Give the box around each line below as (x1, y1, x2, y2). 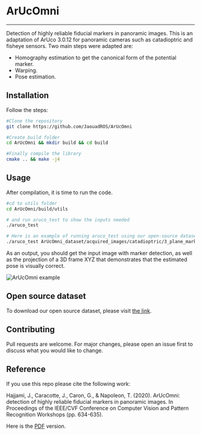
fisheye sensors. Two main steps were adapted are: (6, 42, 133, 49)
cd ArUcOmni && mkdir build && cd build (6, 140, 109, 146)
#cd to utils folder (6, 200, 58, 206)
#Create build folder (6, 134, 60, 140)
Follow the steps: (6, 106, 48, 113)
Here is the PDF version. (6, 422, 66, 430)
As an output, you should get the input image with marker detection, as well (6, 250, 193, 257)
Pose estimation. (14, 73, 56, 80)
